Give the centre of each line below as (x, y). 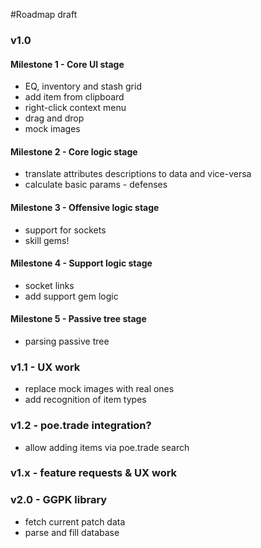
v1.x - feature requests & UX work (94, 473)
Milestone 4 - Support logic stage (81, 263)
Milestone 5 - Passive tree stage (78, 319)
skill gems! (47, 240)
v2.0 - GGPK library (59, 500)
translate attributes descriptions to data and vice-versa (138, 174)
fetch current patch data (75, 521)
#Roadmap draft (44, 14)
